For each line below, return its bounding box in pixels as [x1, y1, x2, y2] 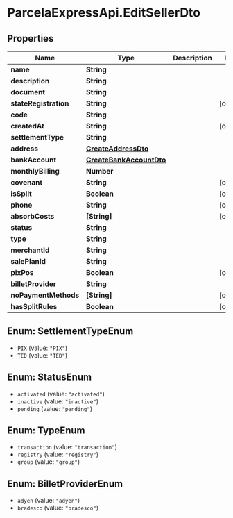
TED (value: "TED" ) [17, 351, 68, 359]
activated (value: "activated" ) [17, 390, 105, 398]
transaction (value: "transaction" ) [17, 443, 118, 451]
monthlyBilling [10, 167, 60, 176]
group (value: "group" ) [17, 458, 80, 466]
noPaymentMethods [10, 290, 80, 300]
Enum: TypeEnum [7, 425, 85, 437]
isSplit [10, 189, 33, 199]
